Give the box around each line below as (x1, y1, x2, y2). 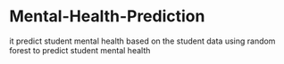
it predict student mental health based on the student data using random (9, 36, 276, 46)
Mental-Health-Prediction (9, 6, 205, 27)
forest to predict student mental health (9, 44, 151, 55)
